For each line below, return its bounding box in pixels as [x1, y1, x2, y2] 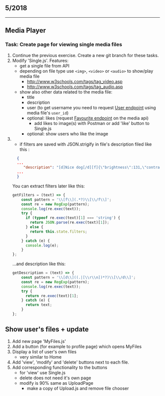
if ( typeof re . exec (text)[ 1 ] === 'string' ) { [25, 215, 120, 220]
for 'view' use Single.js [19, 369, 66, 375]
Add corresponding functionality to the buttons [12, 364, 108, 370]
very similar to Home [19, 354, 62, 360]
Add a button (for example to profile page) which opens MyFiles [12, 343, 142, 349]
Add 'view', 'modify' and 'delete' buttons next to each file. [12, 359, 129, 365]
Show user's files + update [5, 325, 89, 334]
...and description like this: [12, 261, 66, 267]
